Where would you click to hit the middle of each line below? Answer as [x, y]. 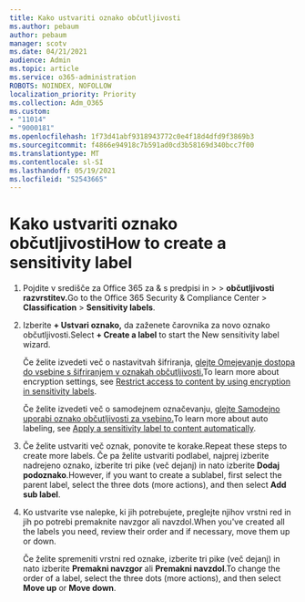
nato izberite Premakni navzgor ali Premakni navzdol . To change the [151, 569]
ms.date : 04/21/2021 [49, 52]
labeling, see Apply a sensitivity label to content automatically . [139, 429]
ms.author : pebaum [44, 26]
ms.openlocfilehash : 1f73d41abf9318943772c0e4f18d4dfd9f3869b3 [132, 137]
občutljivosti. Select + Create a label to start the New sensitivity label [151, 335]
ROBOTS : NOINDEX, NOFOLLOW [61, 86]
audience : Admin [40, 60]
